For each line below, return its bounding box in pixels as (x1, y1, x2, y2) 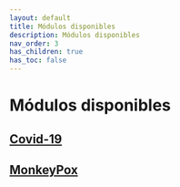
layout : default (9, 13, 71, 23)
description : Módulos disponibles (9, 30, 141, 39)
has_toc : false (9, 56, 67, 65)
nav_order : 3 (9, 38, 59, 48)
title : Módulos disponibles (9, 22, 116, 31)
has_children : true (9, 47, 84, 57)
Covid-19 (9, 131, 63, 147)
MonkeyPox (9, 161, 79, 178)
